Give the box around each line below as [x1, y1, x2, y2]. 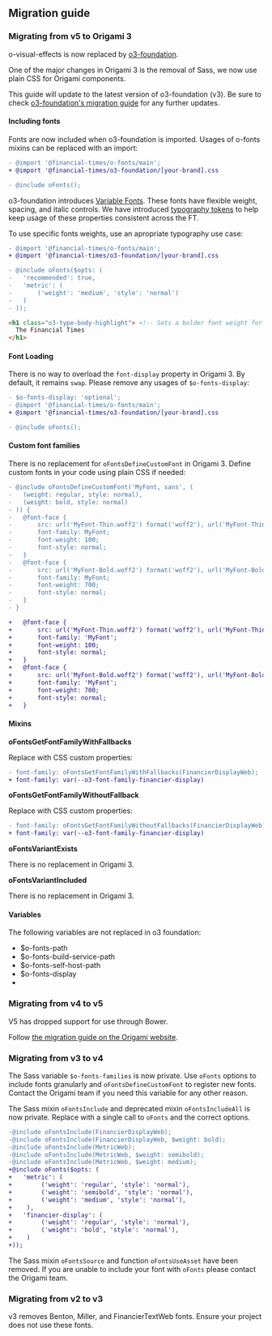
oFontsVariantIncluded [8, 876, 87, 885]
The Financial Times [15, 326, 85, 335]
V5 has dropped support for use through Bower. [8, 1017, 168, 1026]
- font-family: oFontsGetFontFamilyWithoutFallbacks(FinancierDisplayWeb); [8, 822, 270, 830]
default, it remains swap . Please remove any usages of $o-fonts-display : [8, 378, 249, 388]
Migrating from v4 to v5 [8, 998, 104, 1009]
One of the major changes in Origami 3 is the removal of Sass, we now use [8, 65, 257, 75]
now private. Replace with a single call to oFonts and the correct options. [8, 1112, 251, 1122]
